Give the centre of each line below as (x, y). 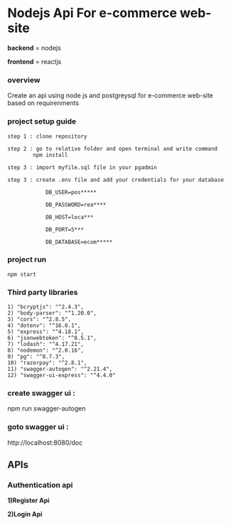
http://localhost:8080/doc (45, 443)
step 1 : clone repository (47, 136)
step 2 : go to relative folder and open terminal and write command (113, 148)
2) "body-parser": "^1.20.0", (52, 313)
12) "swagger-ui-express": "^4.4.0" (61, 375)
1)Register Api (28, 500)
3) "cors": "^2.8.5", (39, 320)
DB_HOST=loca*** (69, 217)
